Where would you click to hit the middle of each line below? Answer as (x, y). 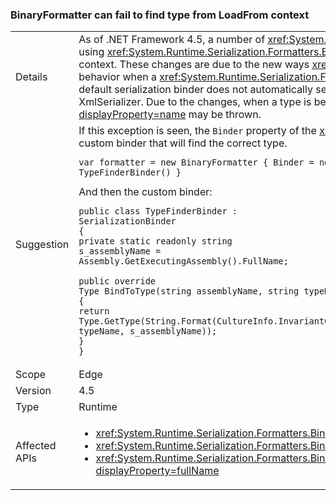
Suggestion (42, 245)
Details (31, 77)
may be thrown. (225, 115)
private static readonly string (155, 241)
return (94, 311)
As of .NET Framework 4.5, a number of (172, 40)
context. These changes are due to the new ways (194, 65)
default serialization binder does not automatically (195, 90)
